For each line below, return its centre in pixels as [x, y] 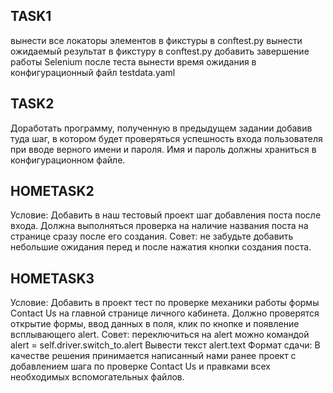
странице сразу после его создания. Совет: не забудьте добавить [152, 236]
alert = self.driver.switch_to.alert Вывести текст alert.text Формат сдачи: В [165, 345]
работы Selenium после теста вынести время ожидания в [133, 61]
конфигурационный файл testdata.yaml [93, 72]
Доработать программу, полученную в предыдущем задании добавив [161, 128]
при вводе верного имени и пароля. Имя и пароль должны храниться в [163, 149]
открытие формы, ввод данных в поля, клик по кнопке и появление [155, 324]
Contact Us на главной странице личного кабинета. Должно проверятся [165, 313]
